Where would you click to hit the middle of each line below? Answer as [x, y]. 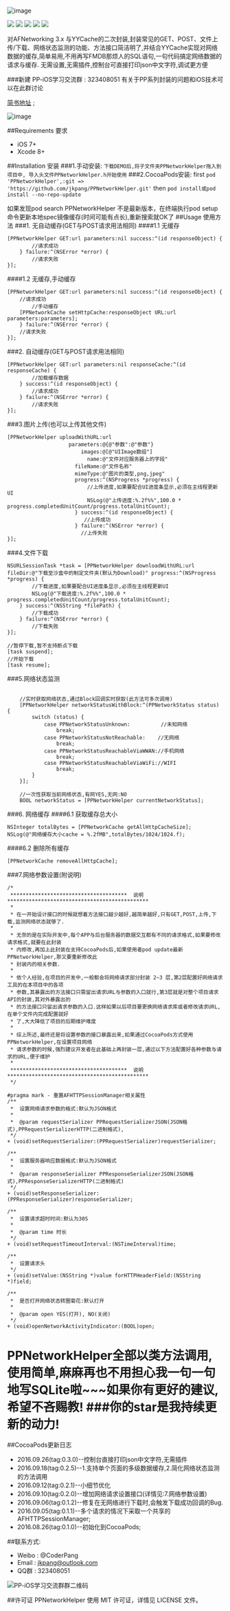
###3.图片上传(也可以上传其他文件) [57, 424]
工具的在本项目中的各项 [35, 985]
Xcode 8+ [31, 152]
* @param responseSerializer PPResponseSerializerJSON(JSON [99, 1174]
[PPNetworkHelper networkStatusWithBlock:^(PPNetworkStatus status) [119, 705]
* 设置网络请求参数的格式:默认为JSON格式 [63, 1109]
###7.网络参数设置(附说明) [45, 875]
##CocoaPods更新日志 [39, 1445]
